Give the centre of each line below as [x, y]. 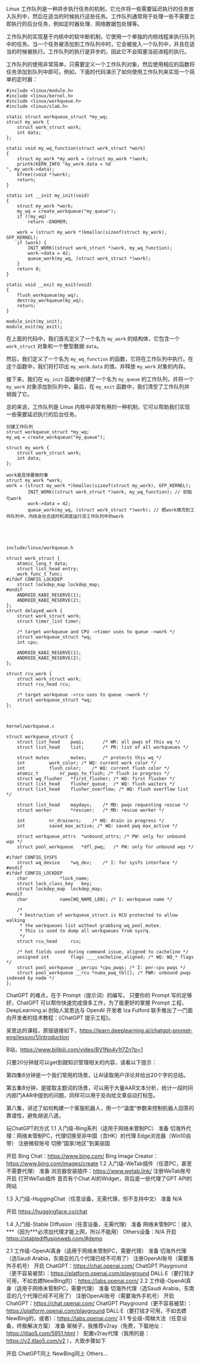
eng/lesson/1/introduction [38, 1037]
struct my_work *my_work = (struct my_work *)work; [83, 159]
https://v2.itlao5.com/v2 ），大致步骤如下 [56, 1341]
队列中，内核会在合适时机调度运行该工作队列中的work [67, 516]
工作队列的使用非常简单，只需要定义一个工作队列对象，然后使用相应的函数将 [100, 64]
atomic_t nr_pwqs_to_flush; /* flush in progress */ [93, 774]
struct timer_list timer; [49, 621]
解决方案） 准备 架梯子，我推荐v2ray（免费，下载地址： [96, 1326]
